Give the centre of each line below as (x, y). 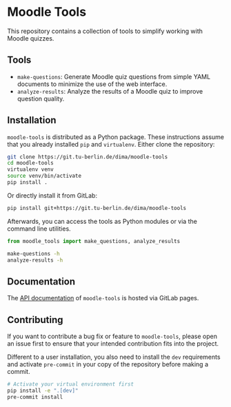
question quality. (41, 98)
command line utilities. (39, 229)
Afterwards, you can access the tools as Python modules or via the (102, 221)
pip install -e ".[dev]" (43, 390)
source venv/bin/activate (44, 176)
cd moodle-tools (30, 163)
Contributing (35, 320)
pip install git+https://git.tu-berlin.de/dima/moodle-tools (97, 208)
